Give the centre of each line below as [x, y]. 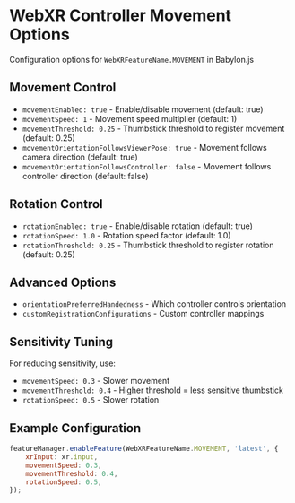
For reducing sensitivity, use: [63, 363]
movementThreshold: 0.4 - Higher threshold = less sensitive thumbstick [153, 390]
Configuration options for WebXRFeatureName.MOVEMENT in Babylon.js [131, 59]
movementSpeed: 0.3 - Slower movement [96, 381]
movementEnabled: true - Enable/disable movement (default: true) [143, 109]
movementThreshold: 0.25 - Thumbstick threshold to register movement [153, 128]
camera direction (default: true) [80, 157]
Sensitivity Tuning [61, 342]
